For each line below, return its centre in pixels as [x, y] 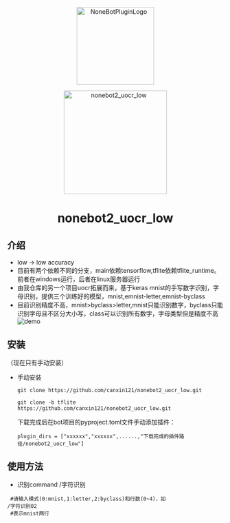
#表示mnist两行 [30, 513]
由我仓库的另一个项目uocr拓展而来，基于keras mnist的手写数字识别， [115, 288]
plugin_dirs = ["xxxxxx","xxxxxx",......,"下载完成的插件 [98, 436]
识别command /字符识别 [51, 484]
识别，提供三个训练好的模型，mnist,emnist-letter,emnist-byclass [114, 296]
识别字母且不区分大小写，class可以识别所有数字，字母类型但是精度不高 [117, 314]
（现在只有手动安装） [37, 362]
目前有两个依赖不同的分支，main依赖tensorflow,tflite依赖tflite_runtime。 [118, 270]
